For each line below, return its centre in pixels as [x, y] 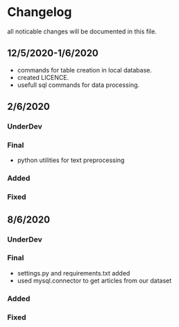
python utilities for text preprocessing [71, 160]
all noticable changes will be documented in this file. [82, 31]
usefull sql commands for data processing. [78, 85]
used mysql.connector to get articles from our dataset [94, 280]
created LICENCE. [43, 77]
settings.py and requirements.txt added [74, 273]
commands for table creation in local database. [85, 70]
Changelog [40, 12]
